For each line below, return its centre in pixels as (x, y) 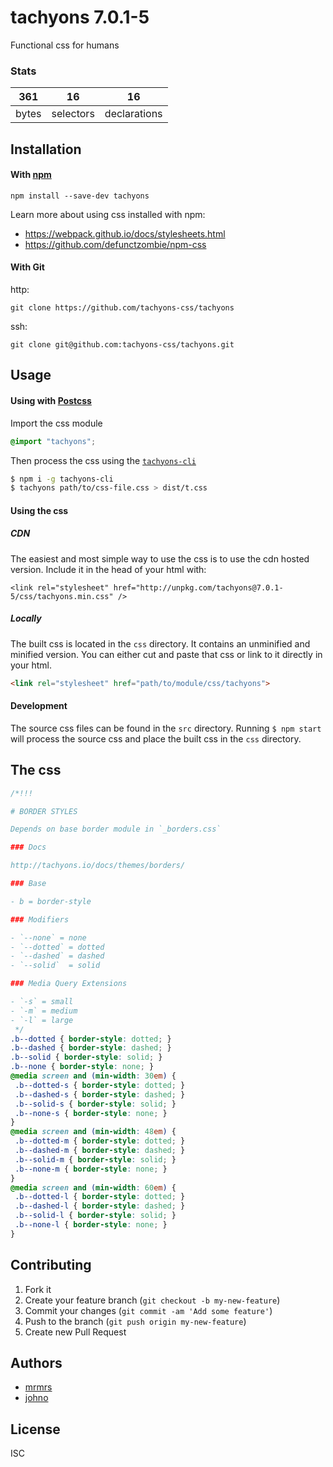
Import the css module (56, 423)
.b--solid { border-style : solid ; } (86, 1057)
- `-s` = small (42, 1002)
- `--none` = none (48, 937)
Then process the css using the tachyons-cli (103, 460)
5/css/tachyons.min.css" (62, 596)
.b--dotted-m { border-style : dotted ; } (100, 1141)
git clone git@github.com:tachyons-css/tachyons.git (122, 345)
